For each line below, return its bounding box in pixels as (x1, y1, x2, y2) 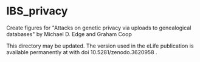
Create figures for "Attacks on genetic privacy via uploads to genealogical (6, 24, 191, 31)
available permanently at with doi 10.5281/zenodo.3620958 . (6, 48, 157, 55)
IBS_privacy (6, 4, 68, 18)
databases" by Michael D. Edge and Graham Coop (6, 30, 132, 37)
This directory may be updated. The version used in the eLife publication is (6, 42, 194, 49)
